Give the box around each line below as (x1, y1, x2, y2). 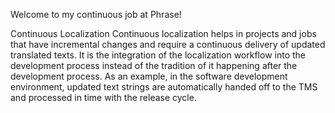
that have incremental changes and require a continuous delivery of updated (10, 39, 326, 50)
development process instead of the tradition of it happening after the (10, 60, 298, 71)
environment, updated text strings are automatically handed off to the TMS (10, 81, 318, 93)
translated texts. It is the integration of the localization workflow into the (10, 49, 307, 61)
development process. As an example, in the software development (10, 70, 288, 82)
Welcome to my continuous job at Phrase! (10, 9, 182, 20)
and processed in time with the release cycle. (10, 92, 197, 103)
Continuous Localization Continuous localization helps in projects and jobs (10, 28, 317, 39)
